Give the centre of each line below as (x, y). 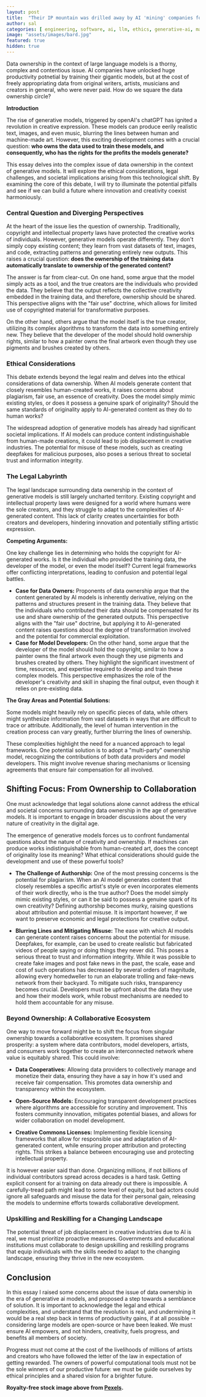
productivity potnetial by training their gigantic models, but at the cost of (98, 77)
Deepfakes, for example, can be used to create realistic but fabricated (104, 943)
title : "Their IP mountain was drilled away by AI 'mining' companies (100, 18)
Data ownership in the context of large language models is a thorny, (92, 63)
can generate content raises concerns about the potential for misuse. (103, 937)
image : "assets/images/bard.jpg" (49, 35)
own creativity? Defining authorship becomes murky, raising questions (104, 906)
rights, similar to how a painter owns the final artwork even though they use (102, 342)
